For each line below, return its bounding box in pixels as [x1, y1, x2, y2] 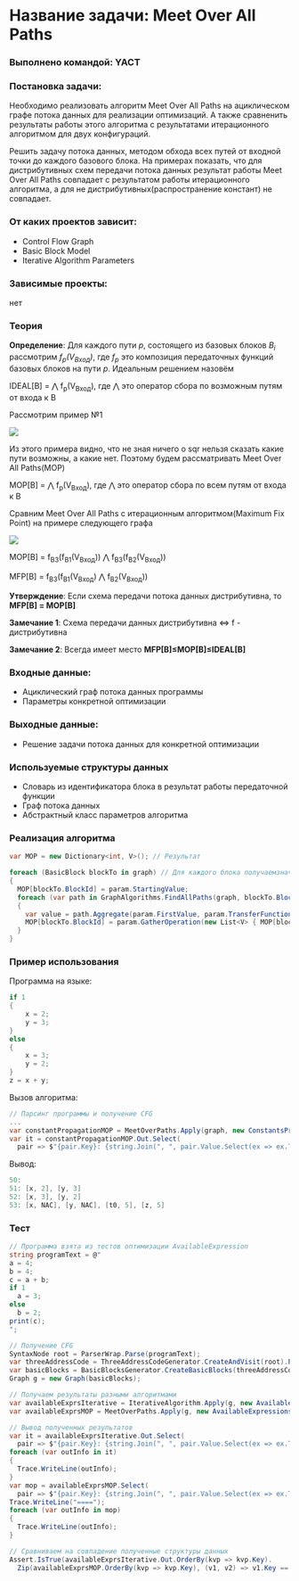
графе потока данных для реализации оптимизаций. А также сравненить [9, 110, 288, 120]
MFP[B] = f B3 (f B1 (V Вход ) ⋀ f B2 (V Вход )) [9, 572, 149, 584]
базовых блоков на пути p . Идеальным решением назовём [9, 363, 234, 374]
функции [21, 790, 55, 801]
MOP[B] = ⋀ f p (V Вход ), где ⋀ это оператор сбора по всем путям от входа [9, 479, 287, 492]
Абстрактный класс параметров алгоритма [21, 809, 189, 820]
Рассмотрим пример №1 [9, 409, 103, 420]
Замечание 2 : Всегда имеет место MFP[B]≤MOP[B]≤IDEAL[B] [9, 644, 246, 655]
